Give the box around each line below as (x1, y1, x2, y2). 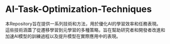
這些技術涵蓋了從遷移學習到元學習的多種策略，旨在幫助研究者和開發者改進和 (5, 26, 165, 33)
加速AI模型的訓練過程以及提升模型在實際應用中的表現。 (5, 33, 121, 39)
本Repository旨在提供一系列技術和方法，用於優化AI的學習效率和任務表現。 (5, 20, 161, 26)
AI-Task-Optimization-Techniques (5, 3, 152, 15)
